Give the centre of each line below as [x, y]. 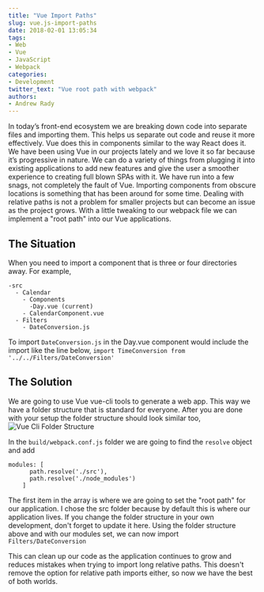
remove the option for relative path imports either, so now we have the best [130, 573]
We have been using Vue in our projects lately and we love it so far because [132, 152]
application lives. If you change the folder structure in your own [111, 517]
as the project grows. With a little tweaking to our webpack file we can [123, 211]
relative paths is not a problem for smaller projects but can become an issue [132, 202]
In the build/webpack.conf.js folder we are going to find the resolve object [130, 442]
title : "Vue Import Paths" [53, 15]
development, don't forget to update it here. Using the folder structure [122, 525]
